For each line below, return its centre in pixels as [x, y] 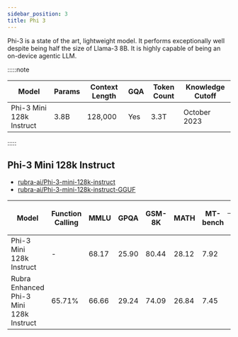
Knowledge [205, 87]
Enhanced [28, 287]
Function [67, 213]
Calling [67, 222]
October [197, 112]
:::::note [18, 69]
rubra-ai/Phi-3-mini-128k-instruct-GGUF [76, 190]
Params [67, 91]
